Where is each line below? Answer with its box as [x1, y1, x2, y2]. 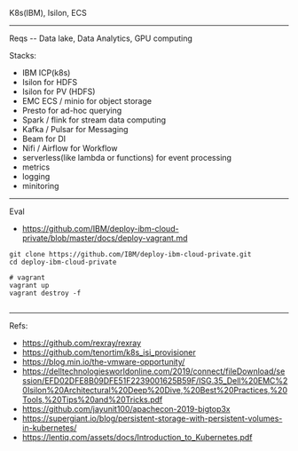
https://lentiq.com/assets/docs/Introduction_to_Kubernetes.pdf [21, 432, 253, 442]
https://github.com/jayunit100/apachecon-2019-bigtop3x [21, 404, 231, 414]
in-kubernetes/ [21, 423, 77, 433]
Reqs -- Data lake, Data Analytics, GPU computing [9, 33, 192, 44]
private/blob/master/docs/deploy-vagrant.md [21, 233, 188, 243]
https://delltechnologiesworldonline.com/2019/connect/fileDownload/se [21, 366, 286, 376]
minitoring [21, 181, 59, 191]
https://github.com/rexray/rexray [21, 337, 142, 348]
